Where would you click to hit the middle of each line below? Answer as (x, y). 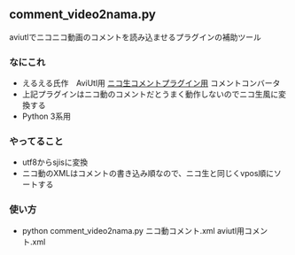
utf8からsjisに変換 (55, 162)
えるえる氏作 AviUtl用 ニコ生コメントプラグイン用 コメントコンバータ (151, 83)
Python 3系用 (46, 116)
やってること (36, 142)
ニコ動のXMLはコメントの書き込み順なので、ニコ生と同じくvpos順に (148, 174)
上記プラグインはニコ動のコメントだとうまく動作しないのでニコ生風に (150, 94)
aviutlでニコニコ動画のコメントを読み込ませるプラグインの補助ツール (135, 37)
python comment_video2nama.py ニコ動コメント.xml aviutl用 (133, 230)
